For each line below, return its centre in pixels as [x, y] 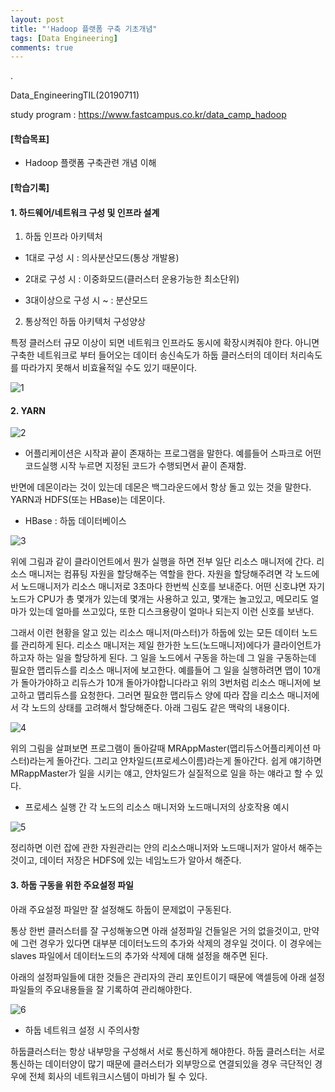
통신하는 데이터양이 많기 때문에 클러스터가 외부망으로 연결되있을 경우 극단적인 [161, 1063]
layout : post [37, 19]
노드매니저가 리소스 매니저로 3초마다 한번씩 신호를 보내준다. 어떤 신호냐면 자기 [172, 587]
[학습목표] [30, 138]
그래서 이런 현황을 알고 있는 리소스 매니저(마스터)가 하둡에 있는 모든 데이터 [155, 633]
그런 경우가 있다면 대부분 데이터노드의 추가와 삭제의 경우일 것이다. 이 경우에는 [171, 943]
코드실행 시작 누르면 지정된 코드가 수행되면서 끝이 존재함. [135, 466]
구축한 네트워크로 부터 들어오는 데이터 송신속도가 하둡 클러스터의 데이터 [149, 355]
